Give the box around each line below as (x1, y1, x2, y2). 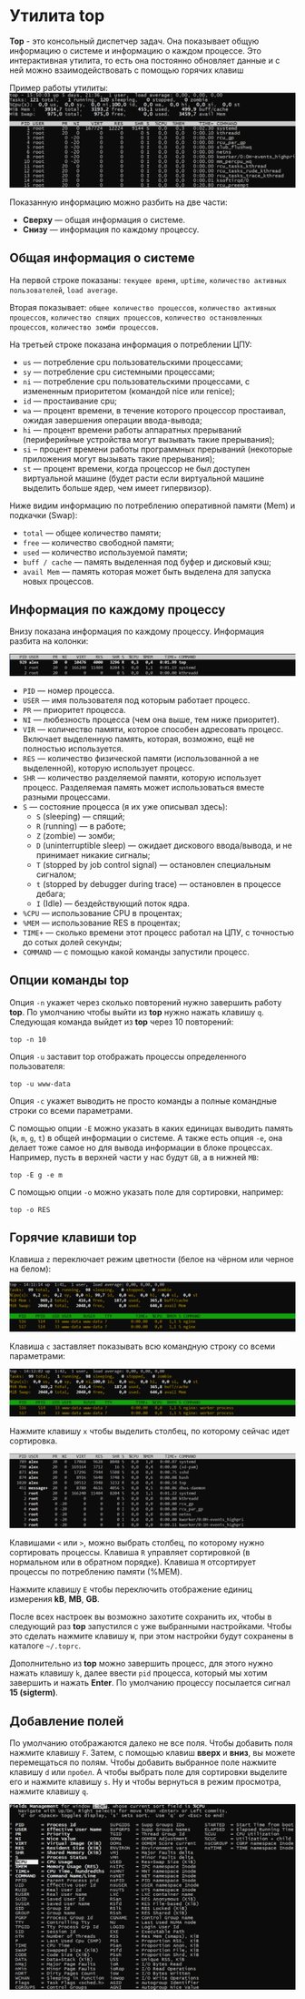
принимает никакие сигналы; (35, 849, 151, 861)
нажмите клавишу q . (9, 1786, 89, 1797)
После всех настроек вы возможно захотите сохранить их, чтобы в (9, 1611, 272, 1622)
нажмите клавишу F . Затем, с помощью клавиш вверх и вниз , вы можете (9, 1747, 296, 1758)
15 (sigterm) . (9, 1687, 59, 1698)
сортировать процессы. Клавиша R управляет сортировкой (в (9, 1547, 251, 1558)
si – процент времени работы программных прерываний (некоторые (22, 444, 293, 454)
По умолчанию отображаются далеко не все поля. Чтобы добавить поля (9, 1737, 293, 1749)
